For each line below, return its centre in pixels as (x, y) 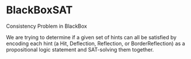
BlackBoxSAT (40, 10)
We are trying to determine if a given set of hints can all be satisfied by (91, 37)
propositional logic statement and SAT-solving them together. (80, 49)
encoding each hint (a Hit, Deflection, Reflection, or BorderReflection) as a (96, 43)
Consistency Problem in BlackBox (47, 26)
